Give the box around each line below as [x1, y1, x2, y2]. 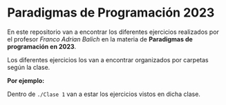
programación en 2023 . [7, 42, 77, 50]
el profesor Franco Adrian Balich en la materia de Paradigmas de [7, 35, 194, 43]
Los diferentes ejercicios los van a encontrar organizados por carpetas [7, 55, 209, 64]
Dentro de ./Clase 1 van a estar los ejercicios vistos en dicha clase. [7, 90, 200, 98]
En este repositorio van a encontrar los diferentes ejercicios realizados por [7, 28, 220, 36]
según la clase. [7, 63, 50, 71]
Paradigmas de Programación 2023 [7, 5, 215, 21]
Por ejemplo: [7, 76, 45, 84]
